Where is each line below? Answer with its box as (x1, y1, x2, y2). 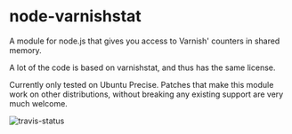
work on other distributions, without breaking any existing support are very (9, 89, 284, 99)
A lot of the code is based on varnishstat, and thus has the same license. (9, 62, 276, 73)
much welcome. (9, 98, 69, 108)
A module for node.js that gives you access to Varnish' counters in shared (9, 35, 280, 46)
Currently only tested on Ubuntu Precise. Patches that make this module (9, 79, 274, 90)
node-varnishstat (9, 6, 142, 27)
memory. (9, 44, 42, 55)
